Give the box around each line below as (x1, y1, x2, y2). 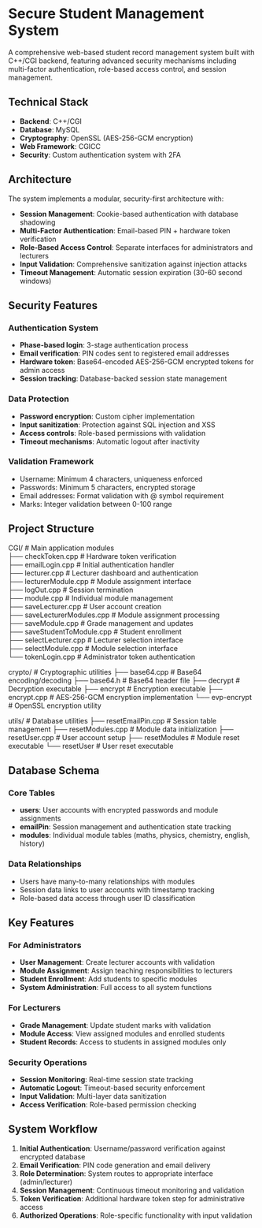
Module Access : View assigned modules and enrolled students (19, 1029, 226, 1038)
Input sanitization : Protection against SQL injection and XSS (19, 419, 216, 430)
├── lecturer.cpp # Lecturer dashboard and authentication (8, 568, 199, 578)
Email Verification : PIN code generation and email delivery (19, 1160, 211, 1170)
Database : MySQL (19, 125, 80, 134)
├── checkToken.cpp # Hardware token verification (8, 551, 177, 560)
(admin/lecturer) (19, 1177, 73, 1186)
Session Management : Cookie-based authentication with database (19, 209, 238, 218)
